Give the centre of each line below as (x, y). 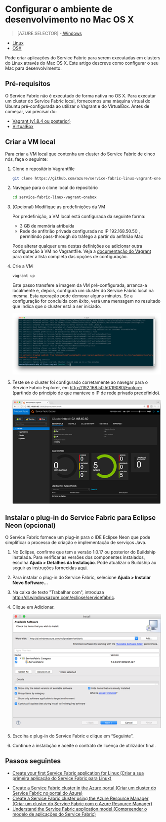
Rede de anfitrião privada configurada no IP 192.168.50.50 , (80, 231)
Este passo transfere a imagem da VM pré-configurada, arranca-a (80, 285)
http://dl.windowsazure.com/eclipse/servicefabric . (64, 597)
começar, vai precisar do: (31, 111)
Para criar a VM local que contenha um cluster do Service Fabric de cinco (80, 154)
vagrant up (23, 276)
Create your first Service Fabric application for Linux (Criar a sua (78, 773)
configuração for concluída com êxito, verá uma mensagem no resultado (86, 301)
